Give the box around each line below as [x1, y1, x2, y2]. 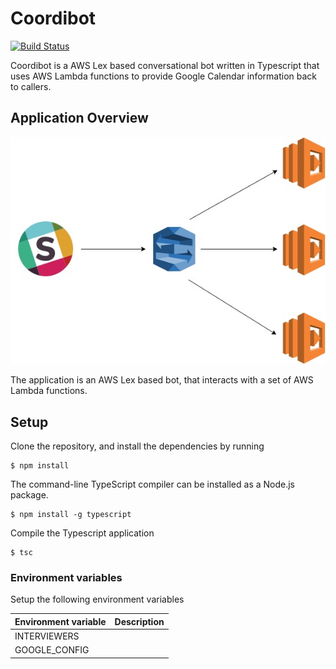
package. [10, 489, 49, 501]
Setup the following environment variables [10, 593, 185, 606]
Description [114, 615, 165, 627]
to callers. [10, 80, 52, 92]
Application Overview [10, 110, 149, 127]
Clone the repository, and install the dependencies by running [10, 440, 265, 452]
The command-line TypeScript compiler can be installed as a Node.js [10, 478, 296, 491]
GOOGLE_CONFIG [14, 644, 90, 656]
